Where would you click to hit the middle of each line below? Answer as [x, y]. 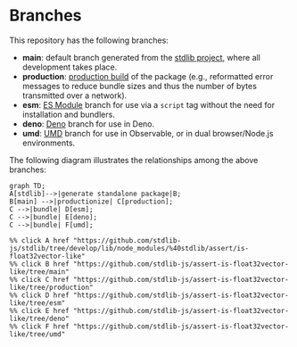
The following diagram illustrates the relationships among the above [134, 160]
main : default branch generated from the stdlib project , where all [141, 57]
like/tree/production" [51, 287]
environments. [49, 143]
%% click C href [39, 279]
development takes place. [70, 67]
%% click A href [39, 240]
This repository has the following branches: [89, 40]
